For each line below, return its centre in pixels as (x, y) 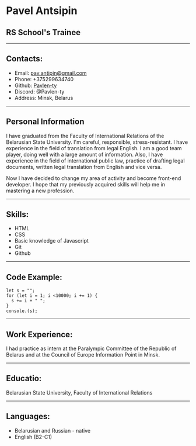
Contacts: (24, 59)
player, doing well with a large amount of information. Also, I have (85, 154)
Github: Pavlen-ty (36, 85)
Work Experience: (39, 334)
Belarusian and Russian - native (52, 430)
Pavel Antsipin (42, 11)
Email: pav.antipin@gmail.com (50, 73)
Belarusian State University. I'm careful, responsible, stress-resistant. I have (97, 142)
